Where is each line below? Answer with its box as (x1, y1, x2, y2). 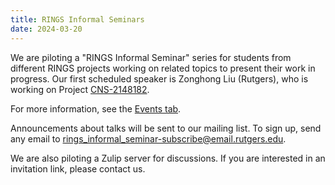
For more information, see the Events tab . (10, 102, 182, 115)
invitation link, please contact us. (10, 162, 146, 175)
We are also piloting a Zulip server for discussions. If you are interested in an (10, 152, 326, 164)
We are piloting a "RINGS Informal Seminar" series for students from (10, 51, 292, 63)
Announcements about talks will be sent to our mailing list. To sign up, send (10, 122, 322, 134)
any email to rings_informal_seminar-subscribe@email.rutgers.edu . (10, 132, 287, 145)
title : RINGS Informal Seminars (10, 14, 145, 25)
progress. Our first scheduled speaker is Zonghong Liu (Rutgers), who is (10, 72, 309, 85)
